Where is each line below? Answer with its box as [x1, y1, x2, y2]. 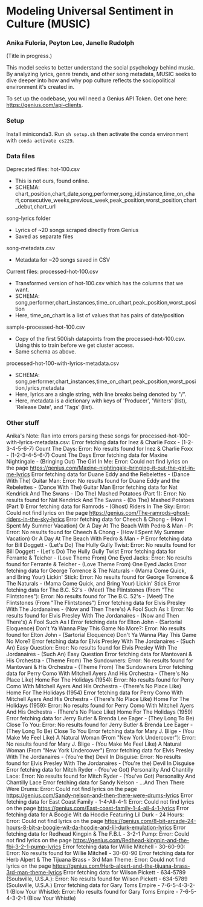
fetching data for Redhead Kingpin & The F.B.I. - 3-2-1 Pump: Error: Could [6, 830, 189, 838]
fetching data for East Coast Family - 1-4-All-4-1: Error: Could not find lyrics [6, 798, 195, 805]
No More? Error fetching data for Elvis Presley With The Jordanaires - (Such [6, 637, 195, 645]
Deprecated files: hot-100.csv [6, 166, 80, 173]
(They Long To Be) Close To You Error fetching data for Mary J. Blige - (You [6, 728, 195, 735]
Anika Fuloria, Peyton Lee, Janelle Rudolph [6, 39, 135, 47]
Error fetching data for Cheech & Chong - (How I [66, 515, 187, 523]
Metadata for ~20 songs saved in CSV [14, 256, 111, 263]
